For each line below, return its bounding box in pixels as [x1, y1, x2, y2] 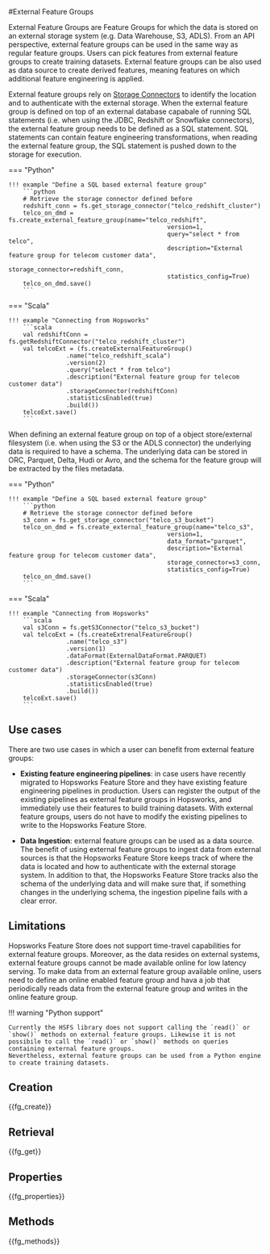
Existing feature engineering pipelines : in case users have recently [19, 768, 247, 778]
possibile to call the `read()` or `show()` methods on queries [8, 1037, 229, 1046]
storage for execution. [8, 149, 82, 159]
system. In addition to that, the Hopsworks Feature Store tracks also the [19, 870, 259, 880]
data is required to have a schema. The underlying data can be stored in [8, 447, 247, 456]
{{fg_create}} [8, 1101, 52, 1112]
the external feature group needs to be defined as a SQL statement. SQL [8, 124, 249, 133]
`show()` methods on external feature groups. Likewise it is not [8, 1030, 236, 1039]
